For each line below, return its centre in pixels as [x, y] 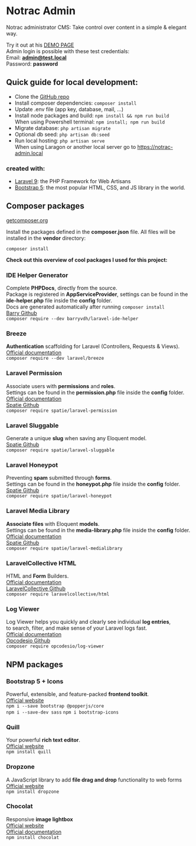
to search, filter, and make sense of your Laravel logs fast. [77, 628]
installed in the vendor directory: [46, 238]
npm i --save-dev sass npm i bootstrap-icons [63, 712]
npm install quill [29, 752]
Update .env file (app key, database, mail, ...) [69, 109]
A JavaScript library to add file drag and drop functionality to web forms [94, 780]
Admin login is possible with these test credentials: [68, 51]
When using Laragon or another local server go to [75, 147]
